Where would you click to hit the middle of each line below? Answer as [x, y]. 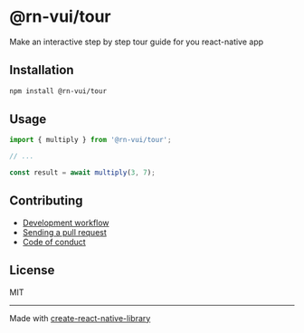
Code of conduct [54, 242]
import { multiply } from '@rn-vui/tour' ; [90, 140]
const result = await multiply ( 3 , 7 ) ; [82, 173]
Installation [42, 70]
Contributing [46, 201]
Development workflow [66, 223]
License [32, 270]
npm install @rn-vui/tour [58, 91]
